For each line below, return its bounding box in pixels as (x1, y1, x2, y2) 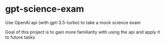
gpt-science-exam (5, 3, 84, 15)
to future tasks (5, 34, 35, 40)
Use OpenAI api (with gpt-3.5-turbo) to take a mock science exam (5, 20, 141, 25)
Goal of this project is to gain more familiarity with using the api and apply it (5, 29, 161, 35)
